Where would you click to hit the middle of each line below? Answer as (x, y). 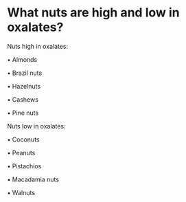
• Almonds (22, 59)
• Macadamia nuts (33, 179)
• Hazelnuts (24, 86)
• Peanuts (21, 153)
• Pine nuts (23, 113)
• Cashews (23, 99)
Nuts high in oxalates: (38, 46)
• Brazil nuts (25, 73)
